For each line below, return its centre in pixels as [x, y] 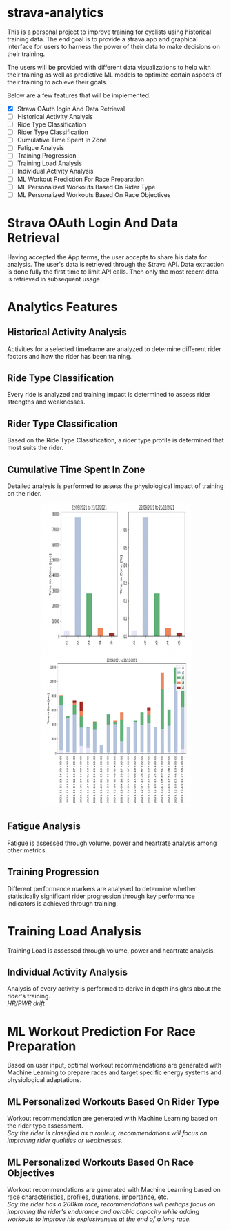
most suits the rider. [36, 448]
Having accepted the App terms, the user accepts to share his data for [107, 257]
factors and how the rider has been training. [70, 356]
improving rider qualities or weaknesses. [65, 1140]
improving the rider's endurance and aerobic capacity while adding [103, 1212]
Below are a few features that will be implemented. [79, 95]
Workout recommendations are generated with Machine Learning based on [114, 1190]
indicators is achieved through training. [63, 903]
